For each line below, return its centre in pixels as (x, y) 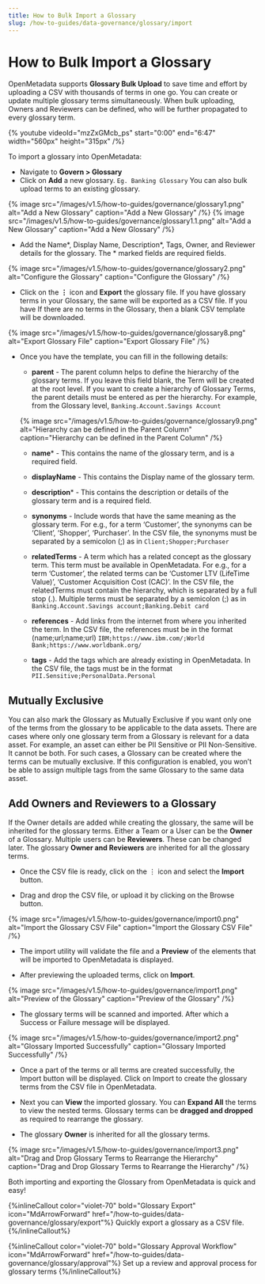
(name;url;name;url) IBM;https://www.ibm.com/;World (118, 638)
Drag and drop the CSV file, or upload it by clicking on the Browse (127, 895)
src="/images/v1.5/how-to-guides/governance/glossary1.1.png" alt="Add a (130, 221)
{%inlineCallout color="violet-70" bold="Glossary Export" (102, 1206)
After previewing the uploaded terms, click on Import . (107, 975)
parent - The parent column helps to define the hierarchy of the (135, 372)
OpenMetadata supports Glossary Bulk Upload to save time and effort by (128, 84)
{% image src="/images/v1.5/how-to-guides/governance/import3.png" (124, 1150)
